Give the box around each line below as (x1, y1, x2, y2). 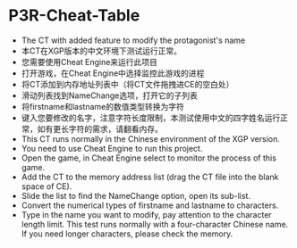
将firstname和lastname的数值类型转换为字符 (21, 101, 184, 112)
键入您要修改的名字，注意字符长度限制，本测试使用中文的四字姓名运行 (21, 112, 281, 123)
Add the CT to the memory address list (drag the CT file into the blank (21, 171, 279, 182)
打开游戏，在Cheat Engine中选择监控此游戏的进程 (21, 68, 205, 79)
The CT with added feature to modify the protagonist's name (21, 35, 246, 45)
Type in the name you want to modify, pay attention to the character (21, 209, 272, 219)
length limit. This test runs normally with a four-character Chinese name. (21, 219, 289, 229)
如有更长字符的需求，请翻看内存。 (37, 123, 163, 134)
